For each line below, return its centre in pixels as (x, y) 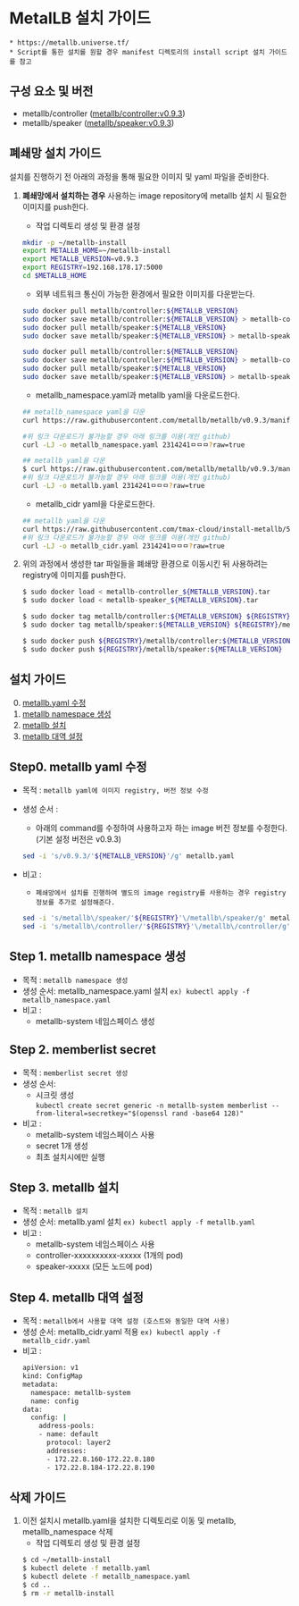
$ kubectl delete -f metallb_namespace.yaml (106, 1577)
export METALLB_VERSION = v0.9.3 (80, 259)
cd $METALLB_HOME (54, 276)
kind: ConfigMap (52, 1376)
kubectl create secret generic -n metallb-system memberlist (151, 1106)
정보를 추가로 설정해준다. (75, 903)
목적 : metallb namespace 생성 (75, 980)
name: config (55, 1401)
